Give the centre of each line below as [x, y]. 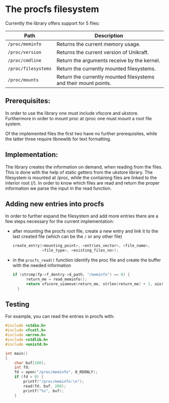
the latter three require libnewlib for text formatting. [58, 139]
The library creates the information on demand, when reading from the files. [84, 167]
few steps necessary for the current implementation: [60, 221]
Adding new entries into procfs [55, 204]
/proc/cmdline [25, 60]
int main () [17, 353]
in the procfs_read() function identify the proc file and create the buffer [87, 260]
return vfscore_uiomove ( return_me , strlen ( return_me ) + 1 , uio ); [96, 284]
